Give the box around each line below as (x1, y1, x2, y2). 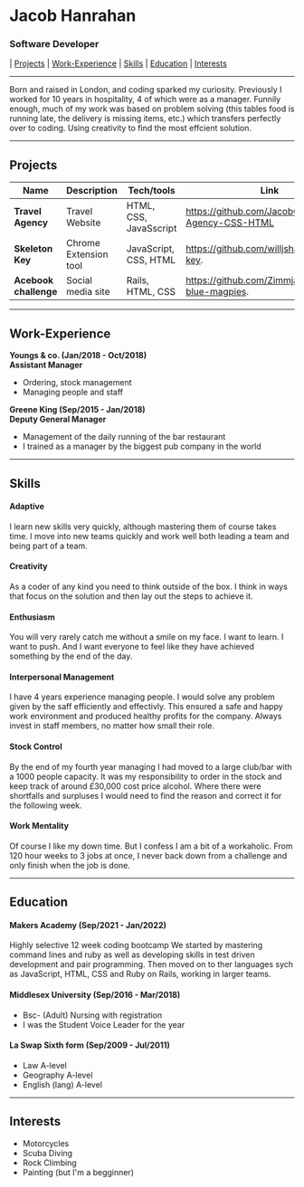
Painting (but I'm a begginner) (22, 1166, 134, 1177)
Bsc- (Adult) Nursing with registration (22, 1010, 163, 1021)
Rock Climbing (22, 1157, 77, 1168)
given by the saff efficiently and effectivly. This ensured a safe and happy (9, 701, 283, 712)
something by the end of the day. (9, 650, 133, 661)
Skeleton (14, 242, 53, 255)
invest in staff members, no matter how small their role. (9, 720, 215, 731)
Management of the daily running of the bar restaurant (22, 432, 226, 442)
